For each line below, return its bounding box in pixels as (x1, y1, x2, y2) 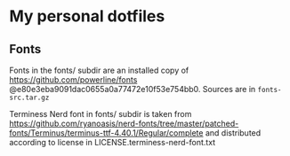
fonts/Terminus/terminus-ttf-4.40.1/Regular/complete (9, 128, 204, 138)
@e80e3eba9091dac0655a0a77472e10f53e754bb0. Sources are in (9, 84, 256, 94)
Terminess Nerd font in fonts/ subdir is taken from (9, 109, 192, 119)
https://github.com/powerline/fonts (9, 74, 138, 85)
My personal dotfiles (9, 6, 165, 27)
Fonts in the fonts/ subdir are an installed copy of (9, 65, 189, 75)
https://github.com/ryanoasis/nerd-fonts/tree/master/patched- (9, 118, 239, 129)
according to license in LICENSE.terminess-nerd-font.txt (9, 137, 216, 147)
